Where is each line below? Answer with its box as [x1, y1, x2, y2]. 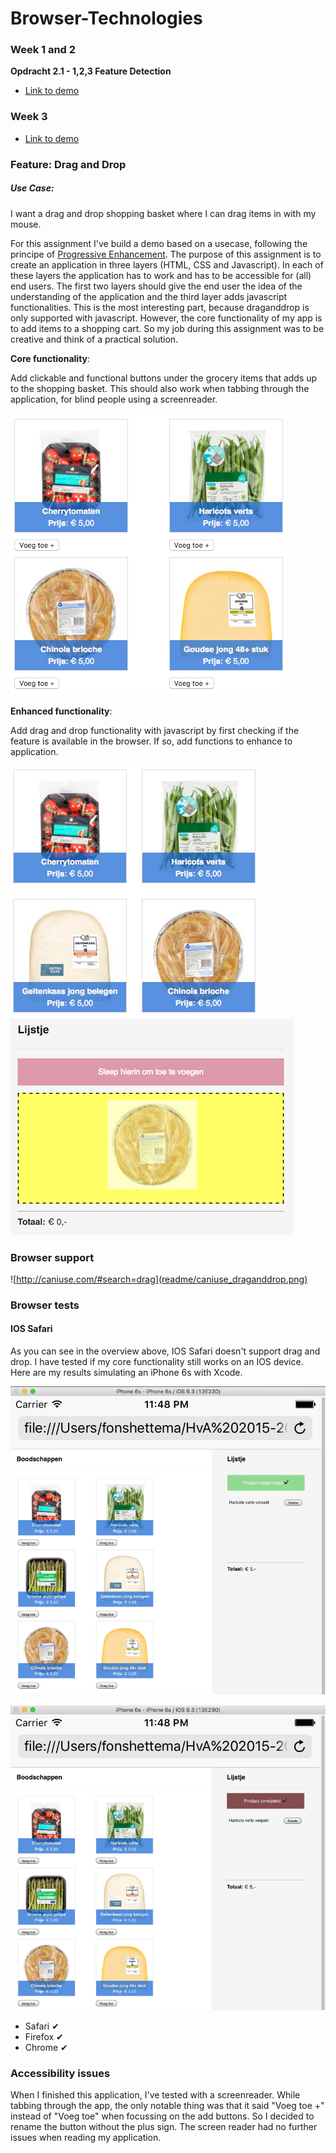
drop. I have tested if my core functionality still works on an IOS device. [10, 1356, 304, 1368]
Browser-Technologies [10, 7, 203, 30]
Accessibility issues [10, 2066, 111, 2080]
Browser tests [10, 1298, 80, 1312]
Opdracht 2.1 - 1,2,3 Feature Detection [10, 65, 172, 77]
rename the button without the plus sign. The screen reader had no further [10, 2121, 318, 2133]
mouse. [10, 218, 42, 230]
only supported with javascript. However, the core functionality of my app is [10, 312, 323, 324]
